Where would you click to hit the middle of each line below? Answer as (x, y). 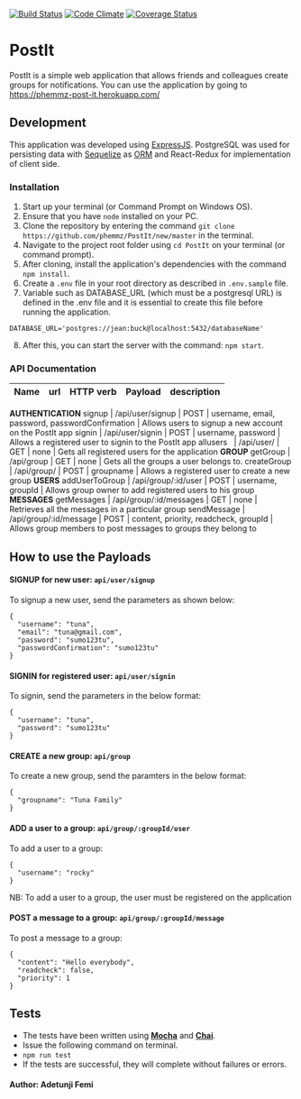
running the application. (66, 312)
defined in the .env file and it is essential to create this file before (142, 303)
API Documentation (53, 368)
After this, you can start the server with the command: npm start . (143, 345)
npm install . (46, 274)
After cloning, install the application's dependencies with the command (154, 264)
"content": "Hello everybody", (76, 962)
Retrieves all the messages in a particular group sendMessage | (128, 509)
